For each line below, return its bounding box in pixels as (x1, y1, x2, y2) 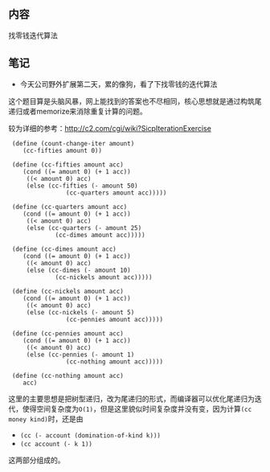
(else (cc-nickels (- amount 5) (26, 308, 135, 316)
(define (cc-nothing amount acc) (11, 371, 125, 380)
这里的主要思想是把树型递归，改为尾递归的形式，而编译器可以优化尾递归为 (8, 393, 255, 404)
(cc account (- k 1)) (19, 440, 92, 448)
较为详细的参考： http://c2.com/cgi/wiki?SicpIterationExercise (8, 123, 211, 133)
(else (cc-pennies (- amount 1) (26, 351, 135, 359)
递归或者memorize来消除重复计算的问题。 (8, 106, 147, 116)
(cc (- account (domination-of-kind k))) (19, 431, 161, 440)
